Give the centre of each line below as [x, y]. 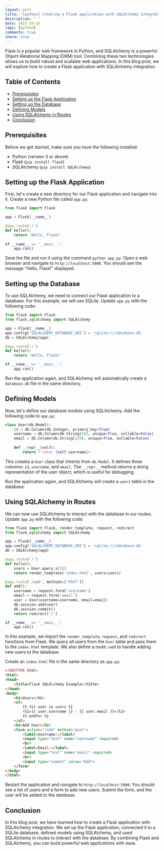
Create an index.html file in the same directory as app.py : [63, 661]
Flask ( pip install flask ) [38, 162]
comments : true [20, 32]
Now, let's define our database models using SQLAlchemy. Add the [72, 411]
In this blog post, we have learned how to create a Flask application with [78, 822]
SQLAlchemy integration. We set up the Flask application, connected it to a [80, 827]
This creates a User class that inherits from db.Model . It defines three [74, 462]
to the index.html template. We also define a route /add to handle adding [78, 647]
